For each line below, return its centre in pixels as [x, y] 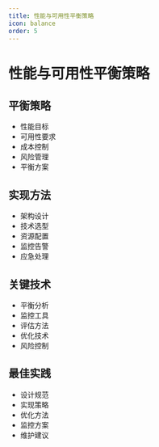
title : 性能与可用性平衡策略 [51, 16]
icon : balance [32, 23]
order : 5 [23, 31]
